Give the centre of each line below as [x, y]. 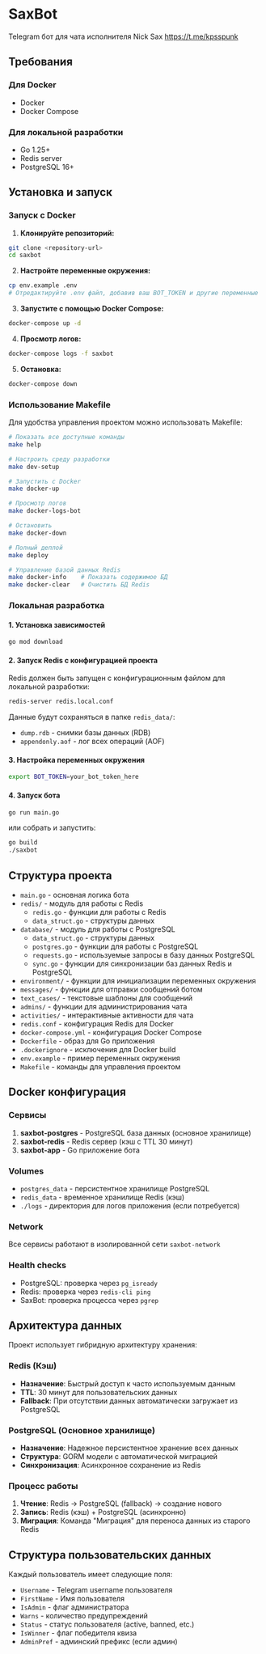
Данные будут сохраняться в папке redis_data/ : [92, 717]
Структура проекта [60, 876]
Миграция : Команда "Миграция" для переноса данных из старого [135, 1521]
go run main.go [34, 812]
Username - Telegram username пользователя [96, 1590]
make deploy [28, 555]
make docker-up [34, 489]
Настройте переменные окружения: [85, 271]
